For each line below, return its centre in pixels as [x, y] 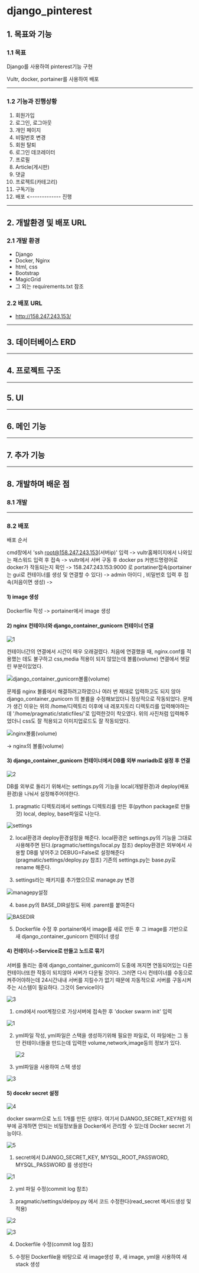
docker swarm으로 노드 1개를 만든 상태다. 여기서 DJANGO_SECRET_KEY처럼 [97, 1119]
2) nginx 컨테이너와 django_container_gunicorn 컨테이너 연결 [80, 626]
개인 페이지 [28, 130]
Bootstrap [27, 273]
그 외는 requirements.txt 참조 [50, 286]
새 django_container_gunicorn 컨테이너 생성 [67, 936]
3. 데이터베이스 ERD [41, 342]
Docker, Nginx [32, 260]
